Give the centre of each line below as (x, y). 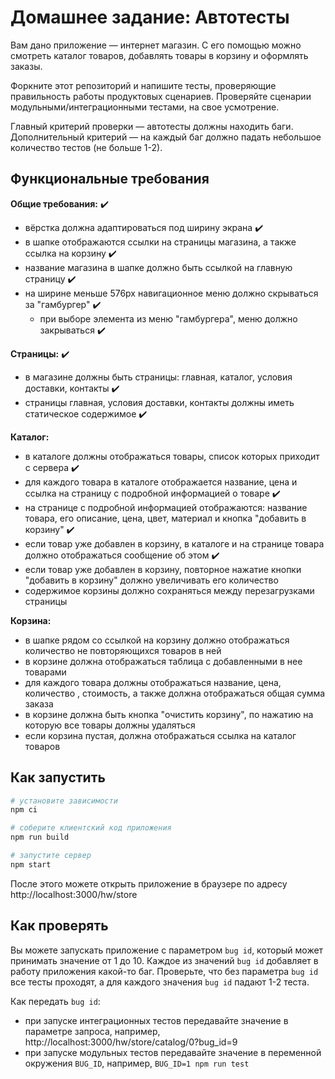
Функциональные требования (110, 179)
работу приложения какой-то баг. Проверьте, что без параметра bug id (164, 971)
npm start (31, 864)
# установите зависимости (64, 801)
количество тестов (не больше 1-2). (86, 147)
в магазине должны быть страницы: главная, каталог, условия (158, 377)
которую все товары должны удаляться (110, 725)
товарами (45, 672)
